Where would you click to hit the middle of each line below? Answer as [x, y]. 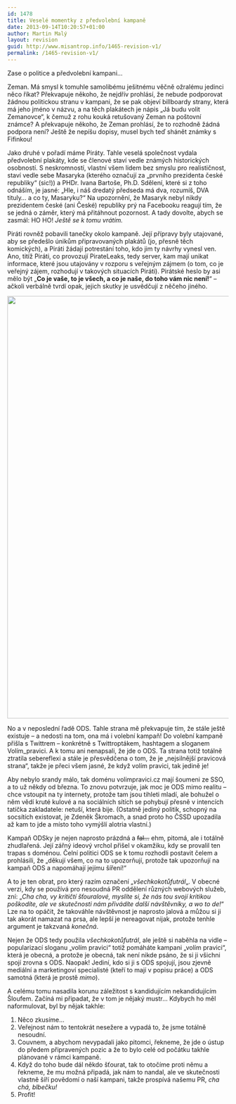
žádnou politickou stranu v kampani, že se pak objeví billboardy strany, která [118, 101]
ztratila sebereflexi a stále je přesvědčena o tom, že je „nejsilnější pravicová [117, 758]
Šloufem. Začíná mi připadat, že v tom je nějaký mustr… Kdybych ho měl [112, 998]
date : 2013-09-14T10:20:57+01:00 [56, 27]
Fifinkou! [20, 139]
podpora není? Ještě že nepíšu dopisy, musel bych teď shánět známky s [112, 132]
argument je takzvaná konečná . [53, 926]
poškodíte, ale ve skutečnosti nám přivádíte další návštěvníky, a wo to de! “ [116, 904]
